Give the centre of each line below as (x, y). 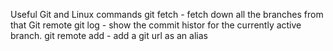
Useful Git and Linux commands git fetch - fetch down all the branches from (167, 14)
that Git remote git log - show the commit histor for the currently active (156, 25)
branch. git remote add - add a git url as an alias (109, 35)
